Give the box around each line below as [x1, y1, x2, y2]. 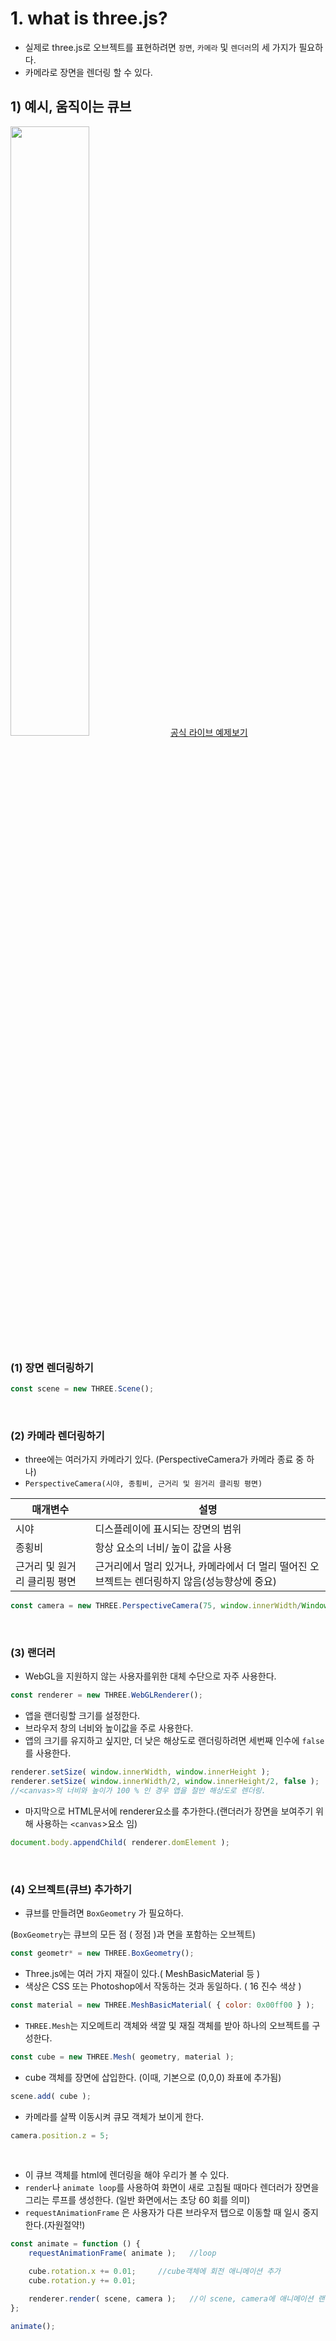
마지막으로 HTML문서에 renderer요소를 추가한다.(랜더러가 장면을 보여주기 [24, 1805, 314, 1817]
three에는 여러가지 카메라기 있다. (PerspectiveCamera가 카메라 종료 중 [24, 1453, 305, 1466]
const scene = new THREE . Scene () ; [10, 1384, 155, 1394]
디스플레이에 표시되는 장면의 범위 [94, 1522, 242, 1536]
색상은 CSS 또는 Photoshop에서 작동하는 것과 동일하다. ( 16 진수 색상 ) [24, 1980, 302, 1992]
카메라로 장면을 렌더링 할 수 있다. [24, 66, 153, 78]
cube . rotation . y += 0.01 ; [28, 2276, 137, 2286]
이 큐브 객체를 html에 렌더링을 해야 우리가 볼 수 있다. [24, 2169, 230, 2181]
